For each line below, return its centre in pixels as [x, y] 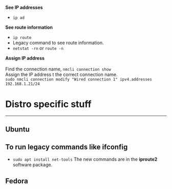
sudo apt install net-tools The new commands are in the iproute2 [85, 159]
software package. [33, 165]
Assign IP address [25, 58]
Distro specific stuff [48, 104]
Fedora [17, 181]
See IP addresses [24, 7]
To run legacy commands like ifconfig [67, 147]
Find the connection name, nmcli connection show [58, 69]
